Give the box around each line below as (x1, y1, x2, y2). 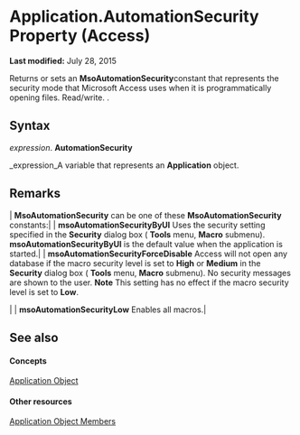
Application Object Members (9, 416, 116, 427)
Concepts (9, 355, 47, 366)
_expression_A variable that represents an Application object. (9, 160, 239, 171)
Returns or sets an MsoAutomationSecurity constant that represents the (9, 72, 279, 83)
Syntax (9, 118, 51, 134)
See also (9, 329, 59, 345)
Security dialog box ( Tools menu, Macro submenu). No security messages (9, 267, 292, 278)
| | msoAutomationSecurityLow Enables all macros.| (9, 304, 207, 315)
